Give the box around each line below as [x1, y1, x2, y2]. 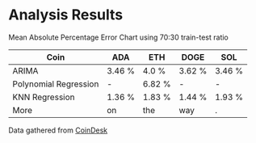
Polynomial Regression [12, 78, 99, 90]
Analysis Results [8, 6, 124, 24]
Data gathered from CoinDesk [8, 125, 108, 135]
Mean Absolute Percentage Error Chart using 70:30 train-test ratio [8, 32, 229, 42]
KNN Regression [12, 91, 75, 103]
